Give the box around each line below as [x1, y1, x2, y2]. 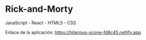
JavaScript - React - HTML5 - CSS [5, 20, 76, 26]
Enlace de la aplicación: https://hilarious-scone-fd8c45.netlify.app [5, 29, 141, 35]
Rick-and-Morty [5, 3, 73, 15]
